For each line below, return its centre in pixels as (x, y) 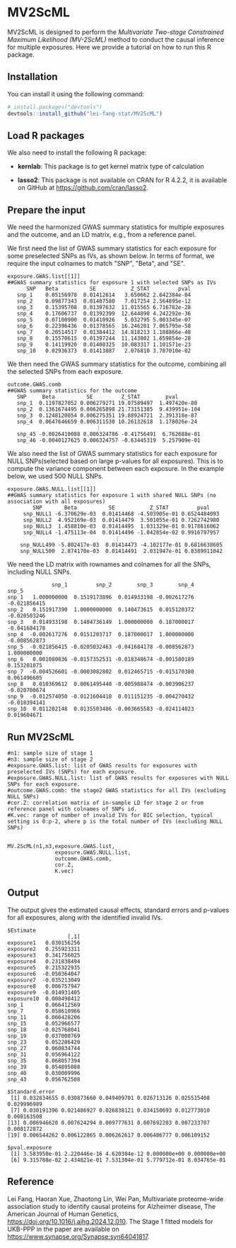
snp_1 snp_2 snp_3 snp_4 (123, 585)
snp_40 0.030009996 (44, 1073)
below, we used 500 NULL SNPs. (55, 477)
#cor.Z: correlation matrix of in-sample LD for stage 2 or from (105, 803)
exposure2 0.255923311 (44, 949)
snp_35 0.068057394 (44, 1061)
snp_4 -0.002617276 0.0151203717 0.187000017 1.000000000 (101, 635)
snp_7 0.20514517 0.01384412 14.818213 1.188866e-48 (104, 333)
